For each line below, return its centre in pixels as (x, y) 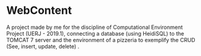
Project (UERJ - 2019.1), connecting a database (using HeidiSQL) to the (95, 33)
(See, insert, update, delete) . (43, 46)
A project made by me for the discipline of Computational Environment (95, 27)
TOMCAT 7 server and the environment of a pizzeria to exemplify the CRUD (101, 40)
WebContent (39, 11)
